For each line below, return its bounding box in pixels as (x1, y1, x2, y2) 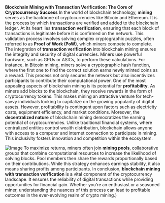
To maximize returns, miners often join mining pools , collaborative (24, 145, 159, 151)
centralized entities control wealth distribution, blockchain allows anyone (5, 125, 153, 130)
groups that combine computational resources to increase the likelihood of (5, 150, 157, 156)
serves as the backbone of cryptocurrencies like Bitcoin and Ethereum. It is (5, 15, 158, 20)
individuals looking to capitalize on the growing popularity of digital (18, 99, 154, 104)
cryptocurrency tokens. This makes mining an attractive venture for (5, 93, 142, 99)
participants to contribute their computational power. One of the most (5, 78, 146, 83)
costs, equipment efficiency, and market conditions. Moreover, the (5, 109, 140, 115)
